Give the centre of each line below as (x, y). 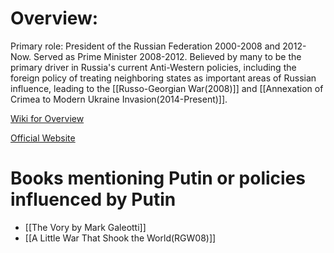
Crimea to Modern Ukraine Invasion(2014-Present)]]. (119, 99)
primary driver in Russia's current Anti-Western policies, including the (153, 67)
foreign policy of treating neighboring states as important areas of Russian (163, 78)
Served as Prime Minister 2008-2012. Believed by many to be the (167, 56)
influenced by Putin (93, 199)
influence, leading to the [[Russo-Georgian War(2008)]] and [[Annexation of (167, 88)
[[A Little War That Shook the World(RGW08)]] (120, 238)
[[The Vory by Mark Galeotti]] (85, 227)
